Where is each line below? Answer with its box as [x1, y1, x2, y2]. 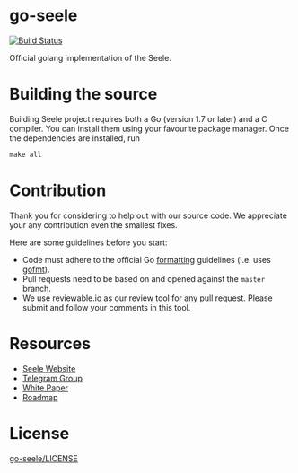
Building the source [9, 84, 158, 104]
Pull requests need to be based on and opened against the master [22, 273, 266, 284]
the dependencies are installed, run [9, 132, 141, 144]
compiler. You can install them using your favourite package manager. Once [9, 123, 290, 134]
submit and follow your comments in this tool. [22, 302, 191, 312]
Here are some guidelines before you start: [9, 237, 168, 248]
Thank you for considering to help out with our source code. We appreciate [9, 210, 287, 221]
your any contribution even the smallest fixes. [9, 219, 178, 230]
